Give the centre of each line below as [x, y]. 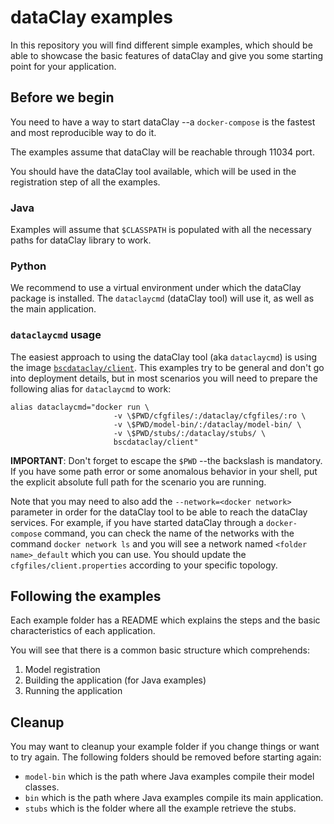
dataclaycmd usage [56, 335]
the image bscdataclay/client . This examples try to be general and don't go [167, 367]
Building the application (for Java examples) [115, 680]
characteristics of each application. [83, 631]
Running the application [73, 691]
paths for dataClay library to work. [81, 240]
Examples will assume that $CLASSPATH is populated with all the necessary [161, 230]
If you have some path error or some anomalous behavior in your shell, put [164, 471]
